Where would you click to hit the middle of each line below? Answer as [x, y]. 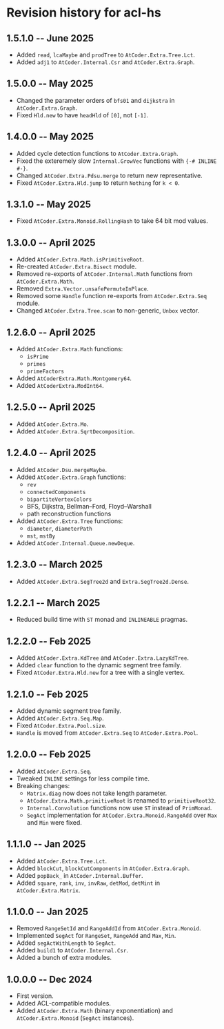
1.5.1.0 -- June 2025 [50, 38]
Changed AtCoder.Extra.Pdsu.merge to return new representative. [109, 175]
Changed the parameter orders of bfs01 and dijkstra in [95, 100]
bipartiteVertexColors [59, 499]
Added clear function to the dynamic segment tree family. [99, 665]
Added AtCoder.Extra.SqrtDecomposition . [75, 431]
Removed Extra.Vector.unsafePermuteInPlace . [82, 288]
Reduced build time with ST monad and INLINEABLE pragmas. [102, 620]
